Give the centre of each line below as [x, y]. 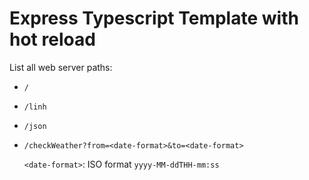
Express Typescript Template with [154, 18]
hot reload [52, 39]
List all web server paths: [61, 67]
